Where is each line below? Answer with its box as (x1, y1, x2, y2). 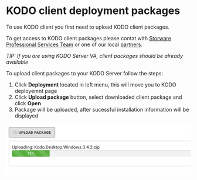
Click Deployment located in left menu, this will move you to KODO (14, 81, 177, 88)
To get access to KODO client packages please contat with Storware (6, 34, 172, 41)
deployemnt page (14, 87, 57, 94)
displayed (14, 112, 39, 119)
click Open (14, 99, 41, 106)
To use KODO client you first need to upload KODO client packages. (6, 23, 170, 30)
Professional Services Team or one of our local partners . (6, 41, 142, 48)
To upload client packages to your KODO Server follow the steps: (6, 70, 164, 77)
